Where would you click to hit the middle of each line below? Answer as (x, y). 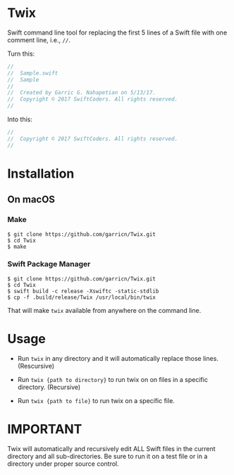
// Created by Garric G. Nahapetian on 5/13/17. (82, 93)
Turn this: (21, 54)
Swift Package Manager (49, 264)
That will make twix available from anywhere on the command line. (104, 310)
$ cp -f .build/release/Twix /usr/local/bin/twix (82, 297)
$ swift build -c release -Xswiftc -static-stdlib (83, 291)
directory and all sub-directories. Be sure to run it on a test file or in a (107, 456)
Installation (41, 173)
